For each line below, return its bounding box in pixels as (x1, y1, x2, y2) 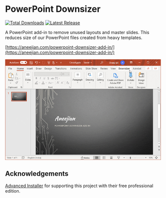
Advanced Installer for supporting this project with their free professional (5, 183, 154, 189)
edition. (5, 188, 21, 194)
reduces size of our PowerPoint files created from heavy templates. (5, 35, 142, 40)
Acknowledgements (5, 169, 69, 178)
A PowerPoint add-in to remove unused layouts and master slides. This (5, 29, 150, 35)
